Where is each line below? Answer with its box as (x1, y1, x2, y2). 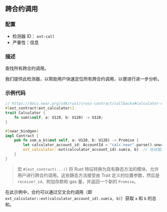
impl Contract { (5, 133, 39, 138)
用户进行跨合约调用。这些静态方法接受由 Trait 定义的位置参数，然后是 (17, 172, 160, 178)
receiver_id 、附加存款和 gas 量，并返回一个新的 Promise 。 (17, 178, 139, 184)
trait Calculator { (5, 110, 46, 115)
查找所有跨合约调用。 (5, 65, 49, 71)
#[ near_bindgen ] (5, 128, 39, 133)
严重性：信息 (12, 39, 39, 45)
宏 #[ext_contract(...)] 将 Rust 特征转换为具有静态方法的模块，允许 (17, 166, 159, 172)
